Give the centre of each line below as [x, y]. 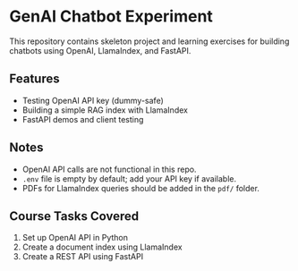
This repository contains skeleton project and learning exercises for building [149, 41]
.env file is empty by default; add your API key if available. [129, 178]
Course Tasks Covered [74, 216]
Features [34, 79]
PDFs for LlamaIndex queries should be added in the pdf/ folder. [140, 188]
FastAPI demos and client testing [83, 119]
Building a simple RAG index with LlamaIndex [105, 110]
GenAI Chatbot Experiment [111, 17]
